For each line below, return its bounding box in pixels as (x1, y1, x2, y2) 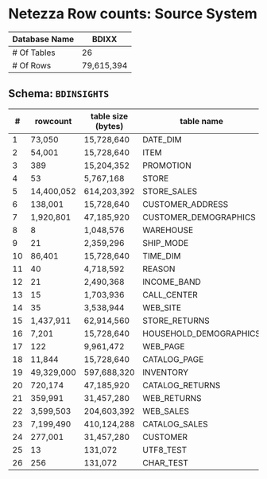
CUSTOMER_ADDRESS (142, 198, 229, 209)
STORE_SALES (142, 185, 198, 197)
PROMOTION (142, 160, 192, 171)
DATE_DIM (142, 134, 183, 145)
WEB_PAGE (142, 341, 185, 352)
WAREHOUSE (142, 224, 194, 236)
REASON (142, 263, 176, 275)
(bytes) (95, 120, 124, 131)
